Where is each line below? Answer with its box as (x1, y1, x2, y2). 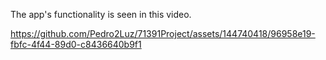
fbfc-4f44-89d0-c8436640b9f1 (10, 39, 142, 50)
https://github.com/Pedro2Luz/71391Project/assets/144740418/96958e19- (10, 28, 316, 39)
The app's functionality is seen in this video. (10, 9, 192, 20)
